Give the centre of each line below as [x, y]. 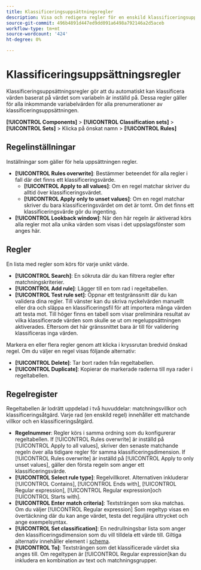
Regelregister [32, 394]
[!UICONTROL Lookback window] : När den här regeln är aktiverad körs [103, 218]
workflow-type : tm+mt [33, 28]
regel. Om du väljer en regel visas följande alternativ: [71, 351]
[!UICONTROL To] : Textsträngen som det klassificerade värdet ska [97, 548]
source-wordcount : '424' [37, 34]
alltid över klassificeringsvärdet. [63, 192]
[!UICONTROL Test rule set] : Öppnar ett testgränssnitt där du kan [96, 295]
